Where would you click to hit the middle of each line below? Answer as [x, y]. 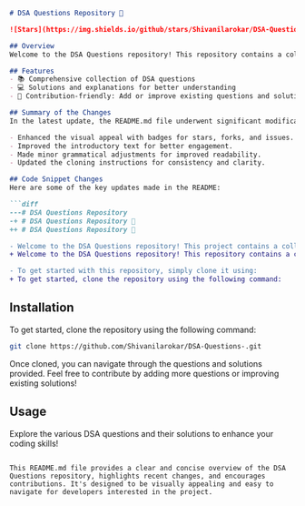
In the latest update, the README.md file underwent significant [135, 121]
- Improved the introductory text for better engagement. [121, 146]
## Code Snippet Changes [56, 179]
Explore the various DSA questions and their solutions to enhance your [142, 433]
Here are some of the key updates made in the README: [115, 188]
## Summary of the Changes [60, 113]
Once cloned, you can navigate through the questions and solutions [136, 363]
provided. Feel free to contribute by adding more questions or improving [144, 373]
